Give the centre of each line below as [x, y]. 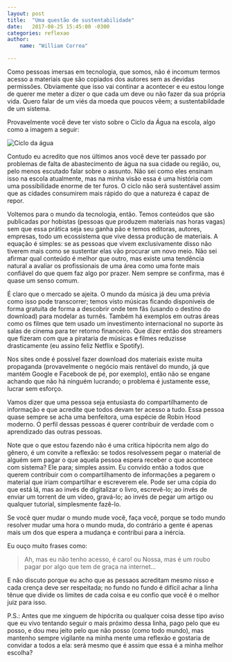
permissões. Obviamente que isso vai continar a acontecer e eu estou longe [116, 86]
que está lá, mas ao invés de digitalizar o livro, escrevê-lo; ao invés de [107, 489]
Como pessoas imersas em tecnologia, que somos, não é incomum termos [114, 72]
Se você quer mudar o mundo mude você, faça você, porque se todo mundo [116, 518]
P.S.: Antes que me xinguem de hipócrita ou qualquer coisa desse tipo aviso [116, 616]
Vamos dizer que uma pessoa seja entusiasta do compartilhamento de [107, 402]
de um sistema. [29, 109]
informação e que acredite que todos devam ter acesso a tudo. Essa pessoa [116, 409]
